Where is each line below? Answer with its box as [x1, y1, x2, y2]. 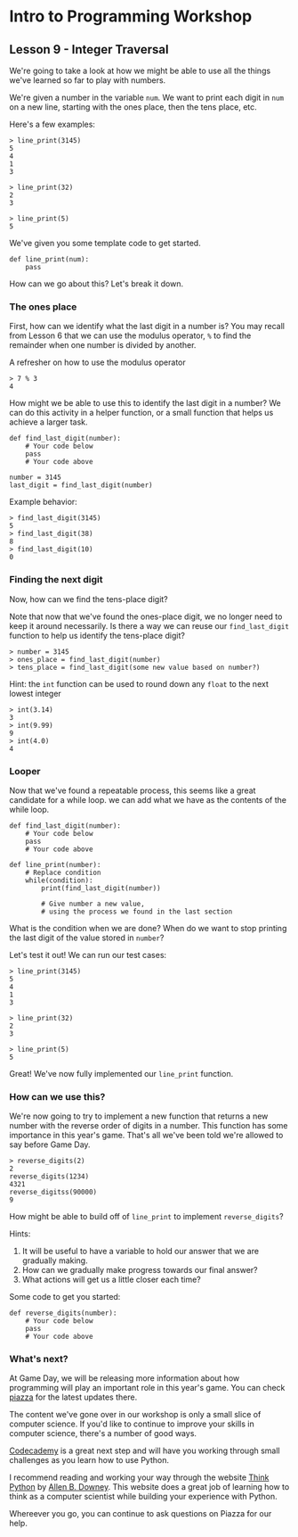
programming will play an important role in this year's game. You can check [9, 1383, 286, 1393]
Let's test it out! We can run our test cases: [9, 949, 167, 960]
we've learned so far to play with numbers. [9, 75, 166, 86]
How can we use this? [9, 1090, 106, 1103]
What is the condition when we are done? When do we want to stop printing [9, 922, 287, 933]
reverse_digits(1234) [9, 1172, 90, 1181]
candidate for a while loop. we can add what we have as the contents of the [9, 794, 287, 805]
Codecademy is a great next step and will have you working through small [9, 1445, 280, 1456]
